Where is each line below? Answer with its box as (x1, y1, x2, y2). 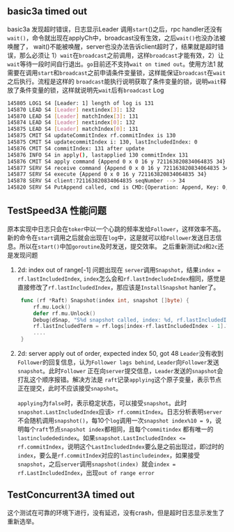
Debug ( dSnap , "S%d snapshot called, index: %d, (33, 316, 174, 323)
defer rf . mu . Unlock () (33, 310, 96, 317)
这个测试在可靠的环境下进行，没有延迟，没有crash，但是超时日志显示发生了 (7, 508, 225, 517)
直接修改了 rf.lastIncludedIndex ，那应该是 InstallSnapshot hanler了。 (17, 283, 220, 291)
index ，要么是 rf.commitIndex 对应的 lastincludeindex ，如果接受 (17, 451, 201, 459)
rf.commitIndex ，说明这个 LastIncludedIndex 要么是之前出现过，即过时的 (17, 442, 224, 451)
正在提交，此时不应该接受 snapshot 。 (17, 384, 123, 392)
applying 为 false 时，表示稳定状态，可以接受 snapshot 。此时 (17, 399, 187, 407)
